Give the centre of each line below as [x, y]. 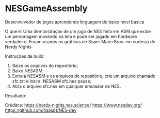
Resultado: [16, 96]
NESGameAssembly [46, 8]
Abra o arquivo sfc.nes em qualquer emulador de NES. [66, 86]
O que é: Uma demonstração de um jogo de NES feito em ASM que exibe [78, 31]
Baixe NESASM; [28, 70]
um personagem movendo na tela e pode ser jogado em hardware [71, 36]
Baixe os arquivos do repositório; [45, 66]
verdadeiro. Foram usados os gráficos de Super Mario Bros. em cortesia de [80, 41]
